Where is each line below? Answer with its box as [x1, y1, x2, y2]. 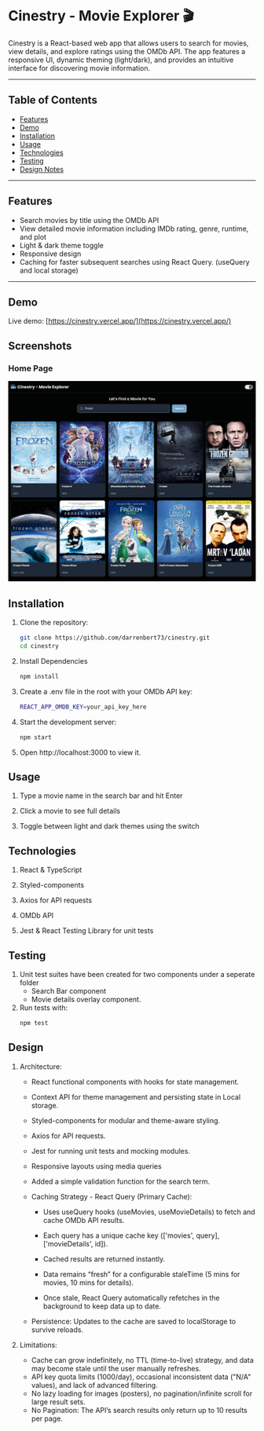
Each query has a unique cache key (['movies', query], [42, 1231, 220, 1240]
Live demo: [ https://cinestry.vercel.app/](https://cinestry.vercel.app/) [8, 317, 232, 326]
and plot [19, 232, 47, 241]
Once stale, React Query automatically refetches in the [42, 1293, 220, 1302]
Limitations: [19, 1340, 57, 1349]
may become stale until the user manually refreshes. [31, 1363, 202, 1373]
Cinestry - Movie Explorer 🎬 [8, 7, 195, 25]
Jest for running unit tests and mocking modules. [31, 1146, 191, 1155]
